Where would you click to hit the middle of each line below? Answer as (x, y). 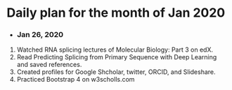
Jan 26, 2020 (40, 35)
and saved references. (49, 65)
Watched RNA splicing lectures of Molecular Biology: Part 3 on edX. (115, 50)
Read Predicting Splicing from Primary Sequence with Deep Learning (117, 57)
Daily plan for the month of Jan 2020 (116, 13)
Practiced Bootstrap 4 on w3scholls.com (76, 80)
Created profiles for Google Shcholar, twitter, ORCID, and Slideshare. (116, 72)
